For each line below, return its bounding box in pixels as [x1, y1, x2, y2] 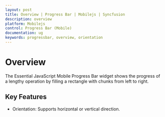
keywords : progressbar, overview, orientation [5, 35, 103, 40]
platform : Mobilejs [5, 21, 46, 26]
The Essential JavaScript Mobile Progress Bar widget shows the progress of [5, 73, 161, 79]
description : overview [5, 16, 52, 21]
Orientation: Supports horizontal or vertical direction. [12, 106, 120, 112]
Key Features [5, 93, 47, 101]
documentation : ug [5, 30, 43, 35]
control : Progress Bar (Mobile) [5, 26, 72, 31]
